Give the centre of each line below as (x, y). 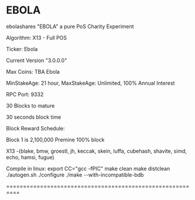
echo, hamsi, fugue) (30, 157)
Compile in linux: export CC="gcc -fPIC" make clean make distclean (88, 168)
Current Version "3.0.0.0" (37, 60)
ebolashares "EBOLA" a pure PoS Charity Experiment (70, 26)
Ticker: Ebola (22, 49)
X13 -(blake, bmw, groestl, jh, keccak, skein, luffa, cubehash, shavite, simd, (97, 151)
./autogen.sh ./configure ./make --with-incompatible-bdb (75, 175)
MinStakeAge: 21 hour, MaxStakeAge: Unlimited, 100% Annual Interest (90, 83)
